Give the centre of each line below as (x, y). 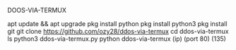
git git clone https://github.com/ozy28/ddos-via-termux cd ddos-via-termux (118, 31)
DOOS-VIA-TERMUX (37, 10)
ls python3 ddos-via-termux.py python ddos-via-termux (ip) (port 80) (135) (117, 39)
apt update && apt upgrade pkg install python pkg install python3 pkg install (117, 24)
